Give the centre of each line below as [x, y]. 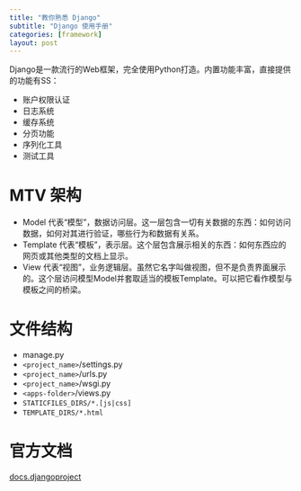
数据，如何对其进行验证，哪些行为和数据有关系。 [113, 234]
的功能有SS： [34, 81]
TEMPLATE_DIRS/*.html [62, 413]
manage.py [43, 355]
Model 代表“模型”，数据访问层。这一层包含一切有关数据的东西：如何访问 [157, 222]
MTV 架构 [46, 196]
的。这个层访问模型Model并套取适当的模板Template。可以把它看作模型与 [157, 279]
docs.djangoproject [45, 477]
